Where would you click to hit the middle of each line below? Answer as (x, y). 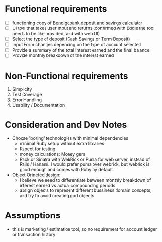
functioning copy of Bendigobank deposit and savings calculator (77, 23)
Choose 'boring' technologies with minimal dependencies (70, 138)
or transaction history (34, 235)
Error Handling (27, 100)
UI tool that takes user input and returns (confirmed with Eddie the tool (83, 28)
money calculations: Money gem (52, 154)
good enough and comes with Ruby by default (66, 170)
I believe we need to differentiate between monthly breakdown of (85, 180)
